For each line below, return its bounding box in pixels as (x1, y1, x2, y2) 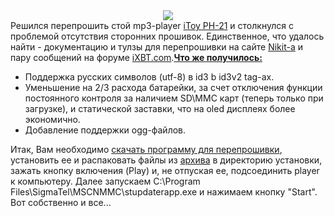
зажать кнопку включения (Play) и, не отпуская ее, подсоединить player (10, 165, 320, 176)
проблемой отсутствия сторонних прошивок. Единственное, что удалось (10, 30, 325, 42)
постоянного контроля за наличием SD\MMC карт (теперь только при (24, 92, 324, 104)
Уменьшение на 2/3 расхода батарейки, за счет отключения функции (24, 82, 323, 93)
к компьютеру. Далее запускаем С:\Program (10, 175, 201, 187)
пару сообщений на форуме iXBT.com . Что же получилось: (10, 52, 263, 63)
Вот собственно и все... (10, 197, 112, 208)
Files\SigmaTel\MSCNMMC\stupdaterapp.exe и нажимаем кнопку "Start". (10, 186, 318, 198)
